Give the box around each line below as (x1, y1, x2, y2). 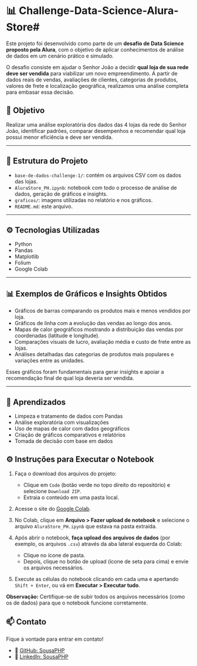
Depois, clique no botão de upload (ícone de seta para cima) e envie (23, 558, 189, 565)
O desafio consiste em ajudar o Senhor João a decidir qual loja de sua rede (6, 63, 189, 70)
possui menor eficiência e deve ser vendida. (6, 134, 113, 141)
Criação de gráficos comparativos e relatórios (14, 431, 126, 438)
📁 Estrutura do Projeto (6, 156, 88, 166)
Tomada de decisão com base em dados (14, 438, 113, 445)
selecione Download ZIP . (23, 487, 81, 494)
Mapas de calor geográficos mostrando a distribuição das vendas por (14, 326, 184, 333)
